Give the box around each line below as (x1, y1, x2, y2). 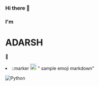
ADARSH (5, 37, 43, 49)
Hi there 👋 (5, 5, 30, 12)
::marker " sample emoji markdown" (12, 65, 94, 71)
